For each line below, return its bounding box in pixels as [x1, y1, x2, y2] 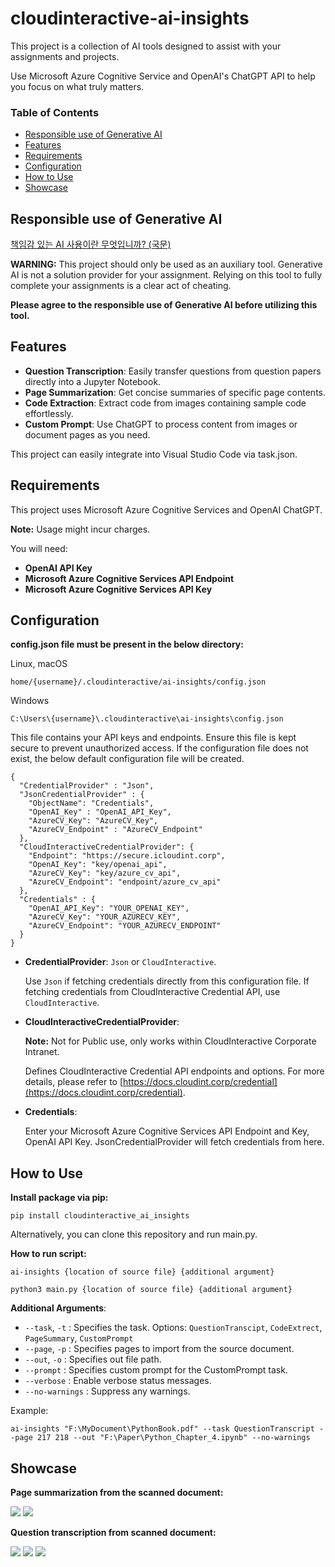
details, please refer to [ [24, 1076, 124, 1088]
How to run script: [10, 1248, 87, 1260]
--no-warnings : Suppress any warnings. [24, 1385, 191, 1397]
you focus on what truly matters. [10, 80, 145, 92]
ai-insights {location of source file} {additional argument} [10, 1267, 275, 1277]
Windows [10, 695, 50, 707]
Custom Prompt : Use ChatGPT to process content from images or [24, 418, 298, 430]
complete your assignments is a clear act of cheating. [10, 280, 232, 292]
